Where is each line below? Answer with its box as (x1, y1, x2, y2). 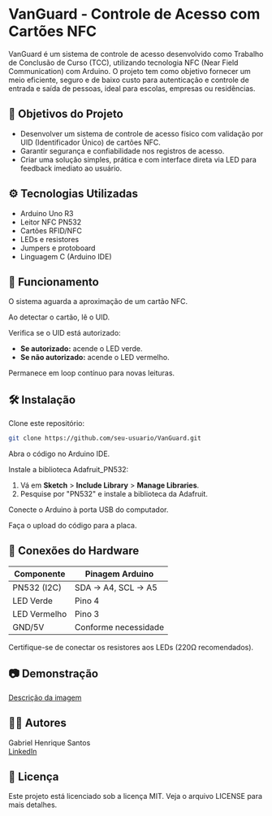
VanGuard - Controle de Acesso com (8, 5, 261, 24)
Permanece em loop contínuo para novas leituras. (8, 368, 175, 378)
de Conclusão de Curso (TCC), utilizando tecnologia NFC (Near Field (8, 58, 239, 67)
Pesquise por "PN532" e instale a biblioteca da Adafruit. (19, 489, 209, 499)
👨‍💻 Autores (8, 716, 67, 730)
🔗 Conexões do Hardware (8, 544, 140, 558)
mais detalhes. (8, 800, 58, 809)
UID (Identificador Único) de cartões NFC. (19, 137, 161, 147)
